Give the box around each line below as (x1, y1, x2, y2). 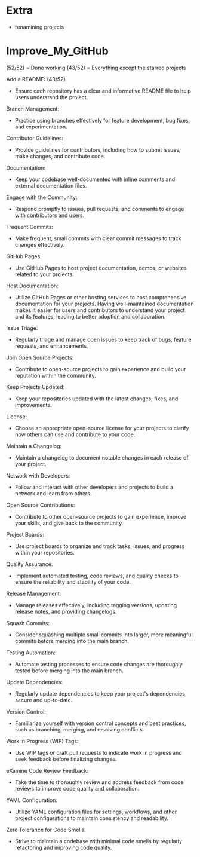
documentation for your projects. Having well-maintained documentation (14, 300, 194, 307)
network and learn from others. (14, 489, 92, 497)
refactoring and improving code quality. (14, 844, 112, 851)
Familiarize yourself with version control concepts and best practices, (14, 720, 186, 727)
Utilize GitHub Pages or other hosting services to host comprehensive (14, 293, 187, 301)
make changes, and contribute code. (14, 152, 106, 160)
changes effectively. (14, 241, 65, 248)
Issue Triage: (6, 324, 38, 332)
